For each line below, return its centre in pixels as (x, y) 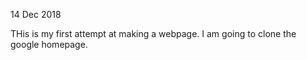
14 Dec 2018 (36, 14)
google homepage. (49, 44)
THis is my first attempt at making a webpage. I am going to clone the (153, 33)
